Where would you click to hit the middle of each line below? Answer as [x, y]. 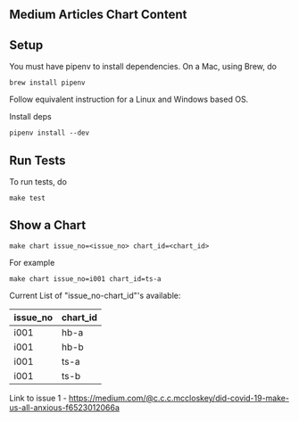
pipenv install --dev [50, 133]
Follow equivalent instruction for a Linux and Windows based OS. [129, 99]
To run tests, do [38, 182]
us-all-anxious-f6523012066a [65, 407]
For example [32, 262]
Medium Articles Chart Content [98, 15]
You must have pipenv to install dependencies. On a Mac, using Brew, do [143, 67]
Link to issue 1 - [38, 398]
